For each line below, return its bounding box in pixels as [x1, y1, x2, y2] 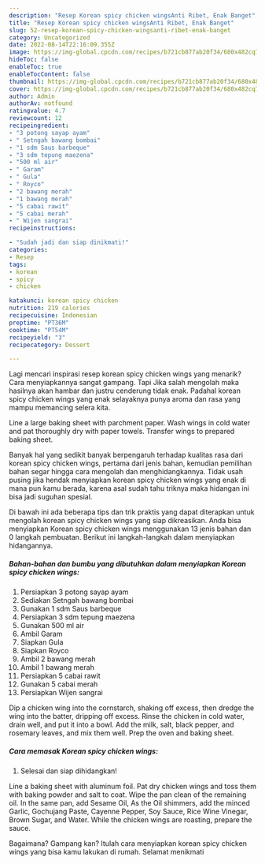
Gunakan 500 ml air [20, 621, 85, 630]
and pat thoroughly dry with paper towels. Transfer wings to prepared [9, 427, 235, 436]
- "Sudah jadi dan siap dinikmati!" [9, 238, 129, 247]
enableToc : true [9, 63, 62, 71]
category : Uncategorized [9, 33, 90, 42]
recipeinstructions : [9, 224, 77, 233]
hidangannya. [9, 541, 53, 551]
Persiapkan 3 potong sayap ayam [20, 587, 129, 597]
